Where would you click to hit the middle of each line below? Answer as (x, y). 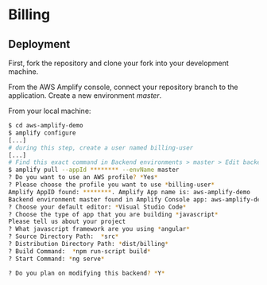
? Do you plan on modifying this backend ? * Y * (87, 273)
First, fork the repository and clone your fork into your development (118, 63)
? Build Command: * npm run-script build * (79, 251)
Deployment (39, 44)
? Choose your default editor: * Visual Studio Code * (97, 207)
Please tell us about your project (67, 222)
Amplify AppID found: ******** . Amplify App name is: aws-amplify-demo (129, 192)
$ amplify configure (43, 133)
